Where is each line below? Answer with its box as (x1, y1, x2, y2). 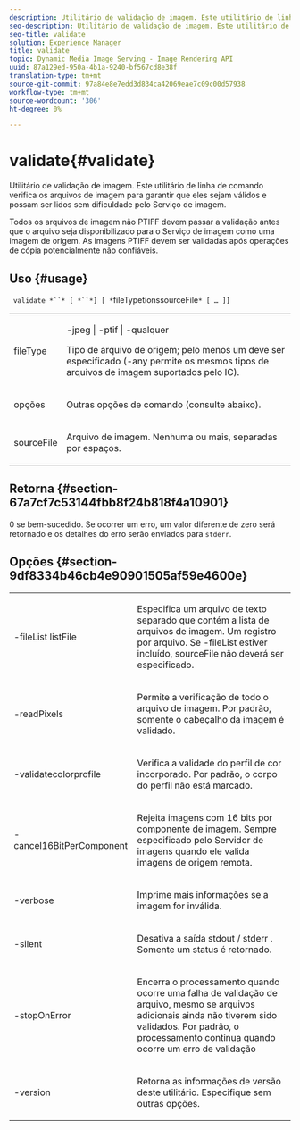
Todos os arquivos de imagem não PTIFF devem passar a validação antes (9, 216, 280, 228)
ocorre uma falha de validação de (137, 986, 279, 999)
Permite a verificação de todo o (137, 691, 270, 703)
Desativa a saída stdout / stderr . (137, 932, 273, 944)
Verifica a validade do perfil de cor (137, 757, 282, 769)
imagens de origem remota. (137, 856, 253, 868)
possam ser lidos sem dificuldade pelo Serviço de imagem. (9, 199, 227, 210)
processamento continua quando (137, 1031, 276, 1043)
